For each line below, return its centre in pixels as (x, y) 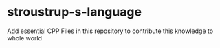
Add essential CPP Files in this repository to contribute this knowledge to (110, 31)
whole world (25, 38)
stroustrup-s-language (75, 12)
